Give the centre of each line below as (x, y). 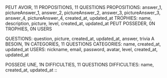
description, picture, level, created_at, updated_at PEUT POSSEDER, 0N (80, 23)
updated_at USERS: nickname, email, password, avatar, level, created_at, (81, 49)
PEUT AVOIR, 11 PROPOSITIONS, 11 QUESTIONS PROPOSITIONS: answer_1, (84, 7)
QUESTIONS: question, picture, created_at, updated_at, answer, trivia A (80, 38)
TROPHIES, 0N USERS (29, 29)
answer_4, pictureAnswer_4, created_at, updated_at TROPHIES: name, (79, 18)
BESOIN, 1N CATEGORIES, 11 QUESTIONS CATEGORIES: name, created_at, (83, 44)
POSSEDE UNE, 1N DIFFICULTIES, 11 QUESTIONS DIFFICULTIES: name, (80, 65)
